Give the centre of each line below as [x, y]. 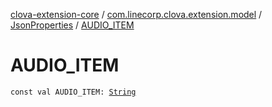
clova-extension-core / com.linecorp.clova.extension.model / [136, 14]
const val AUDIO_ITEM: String [73, 92]
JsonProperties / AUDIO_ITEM [72, 25]
